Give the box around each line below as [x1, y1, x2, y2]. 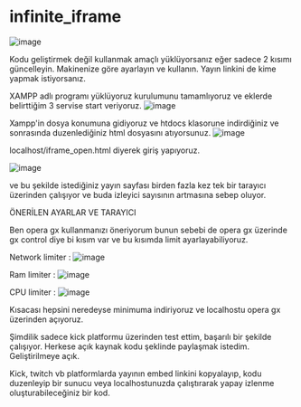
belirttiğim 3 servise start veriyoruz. [9, 99, 142, 110]
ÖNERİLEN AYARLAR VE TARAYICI [9, 206, 136, 218]
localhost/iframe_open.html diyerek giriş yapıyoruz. [9, 145, 201, 156]
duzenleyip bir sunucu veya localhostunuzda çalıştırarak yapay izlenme [9, 377, 275, 388]
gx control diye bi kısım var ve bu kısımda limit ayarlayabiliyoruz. [9, 233, 249, 245]
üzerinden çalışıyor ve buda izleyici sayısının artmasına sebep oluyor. [9, 189, 267, 200]
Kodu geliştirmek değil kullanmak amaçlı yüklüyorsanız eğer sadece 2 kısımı [9, 53, 292, 64]
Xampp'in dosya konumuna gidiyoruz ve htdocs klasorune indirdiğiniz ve [9, 118, 279, 128]
